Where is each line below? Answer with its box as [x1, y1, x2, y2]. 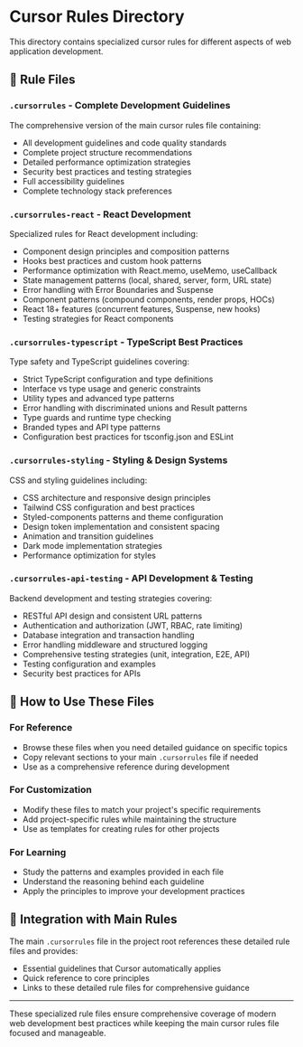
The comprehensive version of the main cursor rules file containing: [9, 119, 262, 130]
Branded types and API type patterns [22, 422, 161, 433]
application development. [9, 45, 104, 56]
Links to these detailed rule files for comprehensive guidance [22, 982, 250, 993]
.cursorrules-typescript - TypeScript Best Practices [9, 335, 243, 348]
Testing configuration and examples [22, 658, 156, 669]
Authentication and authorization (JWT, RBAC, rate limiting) [22, 619, 243, 630]
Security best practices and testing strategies [22, 165, 192, 177]
